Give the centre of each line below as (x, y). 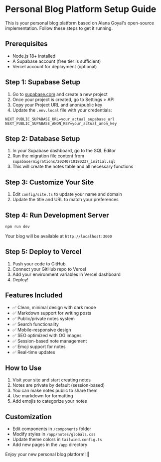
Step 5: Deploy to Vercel (43, 252)
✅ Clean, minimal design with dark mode (54, 307)
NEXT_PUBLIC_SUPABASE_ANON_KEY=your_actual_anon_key (61, 123)
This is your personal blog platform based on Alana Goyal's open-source (80, 23)
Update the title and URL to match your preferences (65, 200)
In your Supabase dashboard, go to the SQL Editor (64, 151)
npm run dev (17, 227)
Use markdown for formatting (43, 396)
